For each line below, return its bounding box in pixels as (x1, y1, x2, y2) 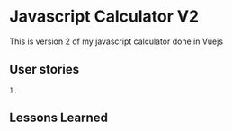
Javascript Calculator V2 (9, 6, 200, 27)
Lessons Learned (9, 110, 108, 126)
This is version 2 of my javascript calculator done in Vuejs (9, 36, 223, 47)
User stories (9, 62, 79, 77)
